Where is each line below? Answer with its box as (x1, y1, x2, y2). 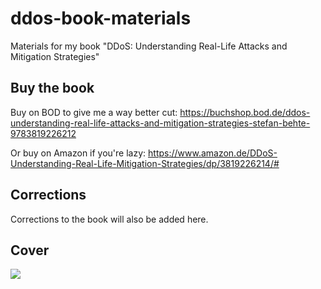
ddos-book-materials (10, 7, 192, 30)
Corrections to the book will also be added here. (10, 213, 209, 225)
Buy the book (10, 80, 95, 97)
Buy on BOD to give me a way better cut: (10, 106, 178, 118)
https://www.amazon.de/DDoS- (148, 147, 278, 159)
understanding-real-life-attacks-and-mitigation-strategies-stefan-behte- (10, 117, 311, 129)
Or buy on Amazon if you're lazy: (10, 147, 147, 159)
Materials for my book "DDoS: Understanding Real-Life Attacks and (10, 40, 288, 52)
